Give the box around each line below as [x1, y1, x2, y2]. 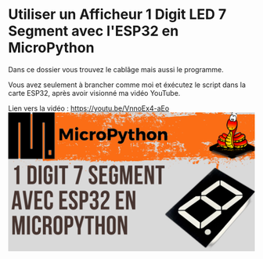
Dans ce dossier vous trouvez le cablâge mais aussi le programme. [8, 64, 225, 74]
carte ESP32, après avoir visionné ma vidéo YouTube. [8, 88, 181, 97]
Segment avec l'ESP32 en [8, 22, 179, 40]
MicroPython [8, 39, 95, 57]
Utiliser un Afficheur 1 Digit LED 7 [8, 5, 227, 24]
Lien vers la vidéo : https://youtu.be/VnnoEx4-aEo [8, 104, 170, 113]
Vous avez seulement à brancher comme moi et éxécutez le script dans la [8, 80, 247, 89]
